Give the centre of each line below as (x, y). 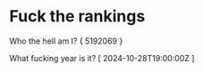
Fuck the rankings (77, 16)
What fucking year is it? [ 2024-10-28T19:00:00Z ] (102, 58)
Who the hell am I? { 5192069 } (66, 41)
